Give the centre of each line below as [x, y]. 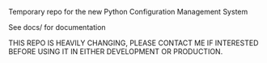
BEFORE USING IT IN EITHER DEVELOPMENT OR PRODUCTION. [116, 51]
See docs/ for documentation [57, 27]
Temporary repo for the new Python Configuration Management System [128, 12]
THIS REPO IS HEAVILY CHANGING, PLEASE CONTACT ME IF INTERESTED [133, 43]
